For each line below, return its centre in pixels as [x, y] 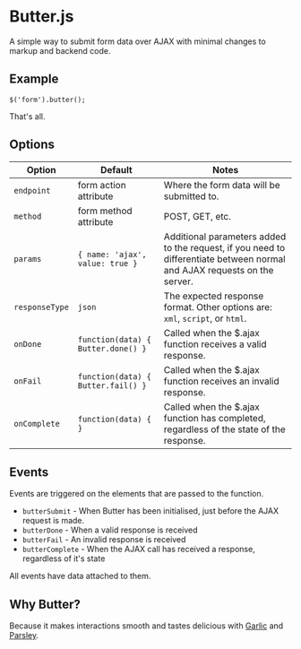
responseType [42, 307]
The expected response [214, 296]
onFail [28, 381]
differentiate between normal [224, 259]
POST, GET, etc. [197, 216]
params [28, 259]
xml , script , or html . [205, 318]
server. [179, 281]
